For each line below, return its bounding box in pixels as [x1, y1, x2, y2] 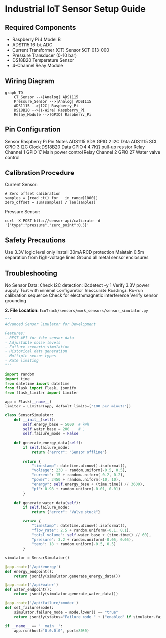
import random [5, 372, 35, 377]
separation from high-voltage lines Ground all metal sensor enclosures [5, 254, 149, 261]
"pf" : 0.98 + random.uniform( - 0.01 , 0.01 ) [31, 486, 121, 491]
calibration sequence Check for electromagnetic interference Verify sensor [5, 292, 158, 298]
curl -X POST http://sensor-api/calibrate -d [5, 218, 100, 224]
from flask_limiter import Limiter [5, 390, 79, 395]
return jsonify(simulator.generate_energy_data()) [14, 574, 121, 579]
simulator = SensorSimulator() [5, 555, 70, 561]
